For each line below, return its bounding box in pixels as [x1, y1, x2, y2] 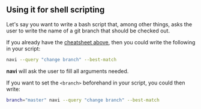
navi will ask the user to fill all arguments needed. [6, 67, 129, 74]
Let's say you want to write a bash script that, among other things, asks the [6, 20, 193, 28]
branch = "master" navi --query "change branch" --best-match [6, 97, 160, 103]
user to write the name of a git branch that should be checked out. [6, 27, 170, 34]
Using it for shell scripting [6, 5, 105, 15]
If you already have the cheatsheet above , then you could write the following [6, 38, 196, 46]
